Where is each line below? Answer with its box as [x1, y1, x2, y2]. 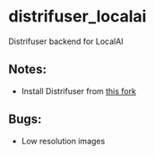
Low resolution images [21, 135, 106, 146]
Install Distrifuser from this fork [21, 85, 136, 96]
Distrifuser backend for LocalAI [8, 36, 124, 47]
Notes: [8, 62, 47, 77]
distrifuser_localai [8, 6, 147, 27]
